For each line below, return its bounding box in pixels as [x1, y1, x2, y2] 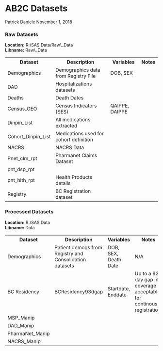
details [55, 180, 71, 187]
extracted [55, 122, 78, 129]
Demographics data [55, 66, 100, 73]
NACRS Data [55, 144, 84, 151]
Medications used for [55, 130, 104, 137]
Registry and [54, 250, 83, 257]
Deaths [7, 95, 24, 101]
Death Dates [55, 95, 84, 101]
